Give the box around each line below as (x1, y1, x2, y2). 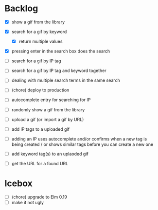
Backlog (4, 3, 38, 14)
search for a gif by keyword (11, 29, 67, 35)
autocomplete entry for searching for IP (11, 97, 91, 103)
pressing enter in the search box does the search (11, 48, 110, 54)
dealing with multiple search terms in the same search (11, 77, 120, 83)
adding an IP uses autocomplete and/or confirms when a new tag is (11, 136, 147, 141)
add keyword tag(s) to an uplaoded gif (11, 151, 88, 157)
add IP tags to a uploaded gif (11, 126, 70, 132)
